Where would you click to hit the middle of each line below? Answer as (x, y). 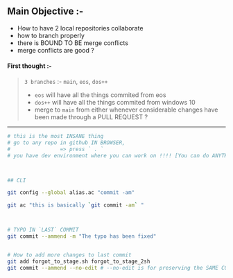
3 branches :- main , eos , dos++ (66, 82)
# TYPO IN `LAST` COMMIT (43, 230)
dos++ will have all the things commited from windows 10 (115, 103)
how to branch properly (51, 35)
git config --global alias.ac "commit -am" (71, 193)
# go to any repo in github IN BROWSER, (67, 142)
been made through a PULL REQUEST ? (91, 117)
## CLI (17, 180)
